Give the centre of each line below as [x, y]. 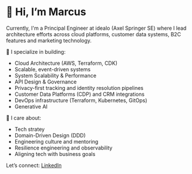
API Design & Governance [46, 82]
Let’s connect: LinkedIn [34, 165]
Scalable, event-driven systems [53, 69]
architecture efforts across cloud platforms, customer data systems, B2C [94, 34]
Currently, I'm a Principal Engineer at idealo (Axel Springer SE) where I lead [96, 28]
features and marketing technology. [49, 40]
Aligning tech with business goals [55, 154]
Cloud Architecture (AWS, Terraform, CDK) [66, 63]
